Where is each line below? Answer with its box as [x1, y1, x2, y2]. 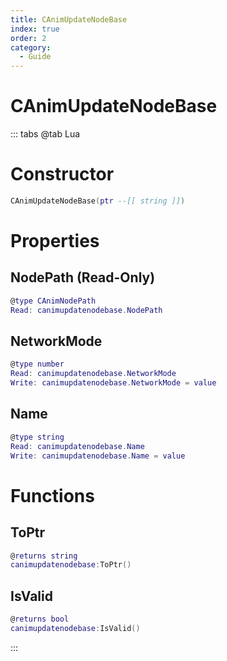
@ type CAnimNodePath [10, 296, 97, 306]
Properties [10, 230, 100, 253]
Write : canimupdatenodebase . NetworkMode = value [10, 378, 217, 388]
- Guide [19, 52, 52, 62]
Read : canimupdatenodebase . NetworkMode [10, 369, 177, 379]
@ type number [10, 359, 65, 370]
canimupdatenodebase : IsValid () [10, 623, 141, 633]
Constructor [10, 163, 115, 186]
